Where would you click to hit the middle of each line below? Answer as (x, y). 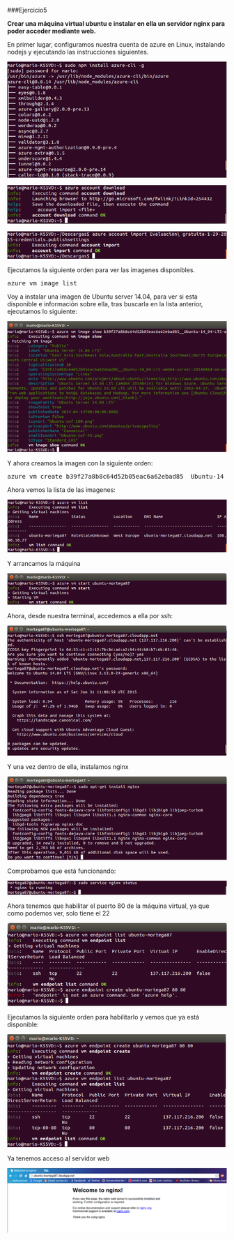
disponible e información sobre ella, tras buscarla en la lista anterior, (105, 304)
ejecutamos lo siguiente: (42, 311)
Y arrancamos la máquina (44, 563)
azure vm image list (42, 283)
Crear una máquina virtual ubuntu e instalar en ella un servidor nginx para (116, 23)
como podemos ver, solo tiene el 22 (58, 913)
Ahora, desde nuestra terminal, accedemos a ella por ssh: (90, 616)
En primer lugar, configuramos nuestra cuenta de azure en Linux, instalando (116, 44)
